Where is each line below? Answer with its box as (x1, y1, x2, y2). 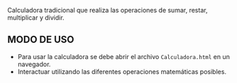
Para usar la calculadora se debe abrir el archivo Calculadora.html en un (17, 52, 231, 60)
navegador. (17, 60, 51, 68)
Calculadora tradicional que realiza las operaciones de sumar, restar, (7, 6, 208, 14)
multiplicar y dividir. (7, 13, 65, 22)
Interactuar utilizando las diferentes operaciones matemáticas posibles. (17, 67, 227, 76)
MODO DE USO (7, 34, 75, 46)
